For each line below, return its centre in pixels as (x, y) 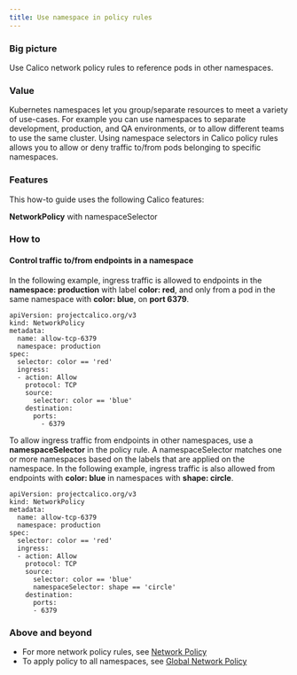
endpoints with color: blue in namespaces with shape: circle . (121, 477)
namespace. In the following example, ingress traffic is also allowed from (142, 468)
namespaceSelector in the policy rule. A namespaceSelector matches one (145, 449)
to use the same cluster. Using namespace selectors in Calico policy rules (144, 138)
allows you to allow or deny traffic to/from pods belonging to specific (135, 148)
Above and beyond (51, 632)
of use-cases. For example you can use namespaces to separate (128, 120)
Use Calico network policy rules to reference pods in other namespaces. (141, 67)
